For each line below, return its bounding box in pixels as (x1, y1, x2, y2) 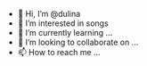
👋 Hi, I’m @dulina (17, 9, 81, 19)
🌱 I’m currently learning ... (17, 28, 113, 37)
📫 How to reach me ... (17, 47, 101, 57)
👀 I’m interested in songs (17, 18, 109, 29)
